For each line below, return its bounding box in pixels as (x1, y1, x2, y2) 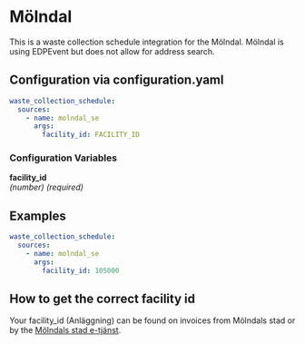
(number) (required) (9, 182, 84, 192)
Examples (9, 208, 66, 223)
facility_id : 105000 (42, 266, 120, 275)
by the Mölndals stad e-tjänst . (9, 325, 122, 336)
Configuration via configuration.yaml (9, 73, 224, 88)
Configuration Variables (9, 152, 118, 164)
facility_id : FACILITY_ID (42, 130, 141, 140)
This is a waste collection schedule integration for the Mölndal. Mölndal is (9, 36, 284, 47)
